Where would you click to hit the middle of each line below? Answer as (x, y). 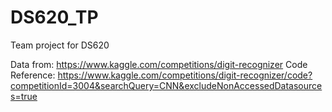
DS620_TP (54, 17)
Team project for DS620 (60, 45)
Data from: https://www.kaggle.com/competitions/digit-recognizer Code (159, 64)
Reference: (33, 75)
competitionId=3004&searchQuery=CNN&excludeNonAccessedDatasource (166, 85)
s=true (24, 96)
